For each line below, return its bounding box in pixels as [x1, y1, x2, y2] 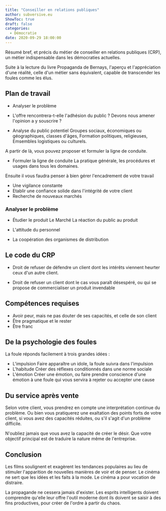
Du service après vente [5, 391, 79, 400]
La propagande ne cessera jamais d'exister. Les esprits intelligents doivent [5, 489, 159, 495]
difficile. [5, 421, 22, 427]
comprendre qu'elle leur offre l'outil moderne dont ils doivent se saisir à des [5, 495, 161, 501]
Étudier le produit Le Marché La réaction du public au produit [12, 217, 138, 223]
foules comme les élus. [5, 75, 53, 81]
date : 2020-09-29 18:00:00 [5, 36, 61, 41]
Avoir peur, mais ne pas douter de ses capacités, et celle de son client [12, 312, 157, 319]
